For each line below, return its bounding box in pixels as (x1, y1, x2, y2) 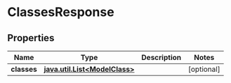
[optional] (188, 64, 220, 74)
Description (141, 53, 181, 62)
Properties (7, 32, 55, 44)
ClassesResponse (7, 4, 114, 20)
